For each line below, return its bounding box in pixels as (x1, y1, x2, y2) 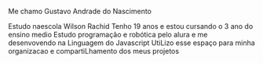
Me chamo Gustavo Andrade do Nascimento (8, 7, 152, 16)
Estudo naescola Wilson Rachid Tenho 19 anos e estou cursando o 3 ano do (8, 22, 254, 30)
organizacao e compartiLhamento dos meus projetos (8, 47, 179, 55)
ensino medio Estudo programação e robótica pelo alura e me (8, 30, 208, 39)
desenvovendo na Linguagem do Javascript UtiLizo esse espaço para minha (8, 38, 255, 47)
